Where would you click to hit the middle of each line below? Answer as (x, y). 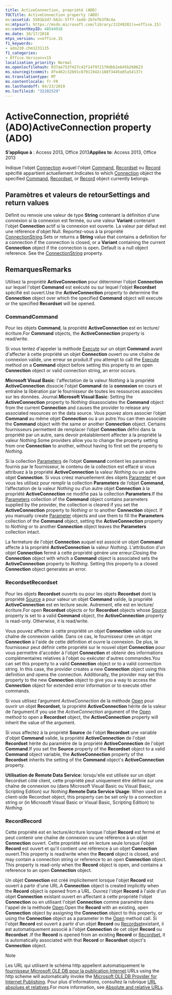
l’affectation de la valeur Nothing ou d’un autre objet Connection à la (78, 489)
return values (27, 203)
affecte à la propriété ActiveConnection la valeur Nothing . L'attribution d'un (85, 547)
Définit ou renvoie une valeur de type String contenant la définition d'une (82, 215)
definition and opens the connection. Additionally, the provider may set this (84, 674)
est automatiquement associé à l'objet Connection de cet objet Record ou (84, 929)
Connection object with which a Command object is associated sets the (82, 558)
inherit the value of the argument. (40, 722)
